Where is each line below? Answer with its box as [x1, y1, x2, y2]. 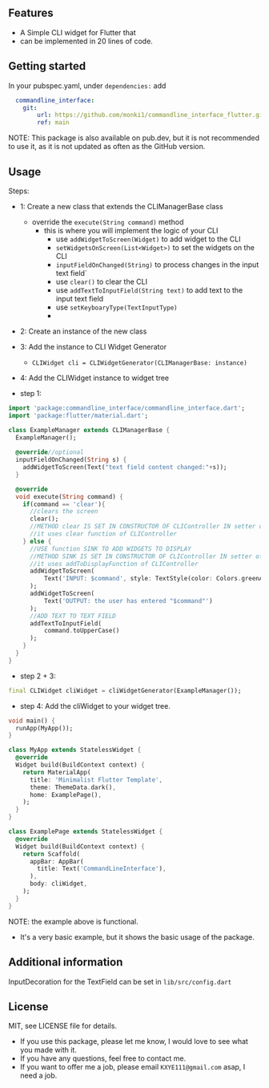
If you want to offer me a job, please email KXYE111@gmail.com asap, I [19, 1062, 246, 1072]
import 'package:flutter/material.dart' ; [8, 411, 149, 419]
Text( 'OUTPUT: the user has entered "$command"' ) [43, 597, 214, 605]
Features [8, 6, 54, 20]
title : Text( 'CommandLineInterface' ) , [37, 865, 167, 873]
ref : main [37, 119, 70, 127]
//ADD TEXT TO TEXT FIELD [29, 612, 116, 620]
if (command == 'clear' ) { [22, 500, 106, 508]
